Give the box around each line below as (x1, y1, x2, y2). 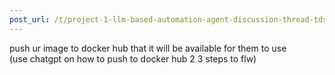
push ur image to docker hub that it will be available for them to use (9, 42, 287, 54)
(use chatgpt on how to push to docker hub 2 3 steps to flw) (9, 52, 257, 65)
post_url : (9, 14, 51, 25)
